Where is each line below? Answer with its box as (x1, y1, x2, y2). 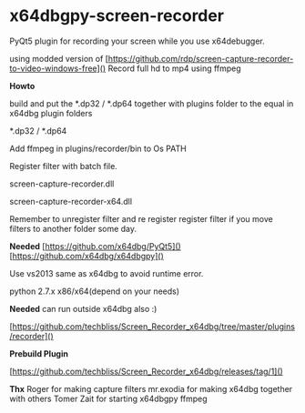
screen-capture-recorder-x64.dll (9, 196, 133, 206)
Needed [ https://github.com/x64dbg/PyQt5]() (9, 240, 182, 251)
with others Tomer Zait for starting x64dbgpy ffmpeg (9, 393, 208, 404)
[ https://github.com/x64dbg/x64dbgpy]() (9, 250, 164, 261)
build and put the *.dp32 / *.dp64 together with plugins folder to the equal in (9, 97, 294, 109)
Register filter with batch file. (9, 160, 118, 171)
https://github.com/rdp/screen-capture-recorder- (107, 53, 294, 64)
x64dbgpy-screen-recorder (9, 5, 225, 26)
